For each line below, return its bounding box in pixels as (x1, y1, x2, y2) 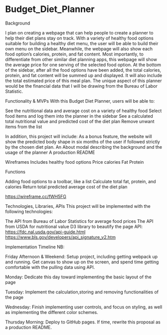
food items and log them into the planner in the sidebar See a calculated (5, 113, 153, 119)
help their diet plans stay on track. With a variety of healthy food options (5, 35, 154, 41)
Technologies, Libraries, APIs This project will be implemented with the (5, 203, 151, 209)
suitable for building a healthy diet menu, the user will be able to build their (5, 40, 159, 46)
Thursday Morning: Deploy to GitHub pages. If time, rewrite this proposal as (5, 319, 161, 325)
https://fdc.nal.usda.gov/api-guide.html (5, 229, 86, 235)
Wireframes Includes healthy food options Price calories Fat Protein (5, 159, 144, 165)
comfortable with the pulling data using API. (5, 264, 95, 270)
